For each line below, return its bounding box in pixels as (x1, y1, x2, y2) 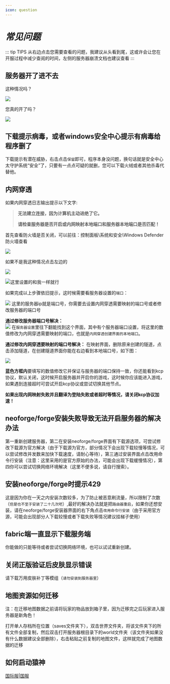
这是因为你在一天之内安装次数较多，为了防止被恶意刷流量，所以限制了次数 (5, 494, 160, 500)
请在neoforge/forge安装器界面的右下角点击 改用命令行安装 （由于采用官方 (14, 507, 161, 513)
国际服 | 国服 (5, 672, 29, 679)
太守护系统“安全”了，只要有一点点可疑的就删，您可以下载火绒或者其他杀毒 (5, 162, 160, 168)
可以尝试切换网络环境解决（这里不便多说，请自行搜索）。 (14, 463, 132, 469)
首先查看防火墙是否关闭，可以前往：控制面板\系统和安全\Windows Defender (5, 232, 164, 238)
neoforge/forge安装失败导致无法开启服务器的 (5, 414, 148, 423)
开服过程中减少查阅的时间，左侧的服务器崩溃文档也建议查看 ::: (5, 55, 135, 61)
